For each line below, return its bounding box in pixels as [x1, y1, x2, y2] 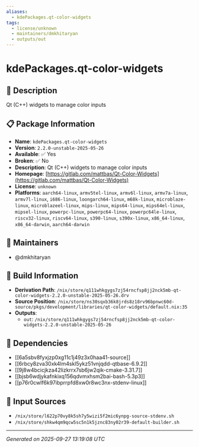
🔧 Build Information [6, 271, 79, 281]
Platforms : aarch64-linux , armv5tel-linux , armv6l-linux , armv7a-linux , [14, 189, 188, 196]
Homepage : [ [14, 170, 48, 177]
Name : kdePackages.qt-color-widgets [14, 138, 108, 145]
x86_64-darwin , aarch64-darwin [14, 220, 90, 227]
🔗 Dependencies [6, 338, 68, 348]
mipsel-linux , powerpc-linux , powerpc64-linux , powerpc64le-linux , [14, 208, 176, 215]
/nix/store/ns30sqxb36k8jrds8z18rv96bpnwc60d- [57, 299, 175, 305]
